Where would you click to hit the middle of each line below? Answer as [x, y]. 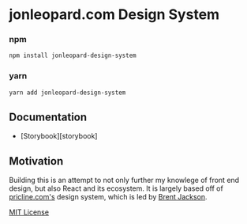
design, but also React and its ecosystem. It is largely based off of [116, 188]
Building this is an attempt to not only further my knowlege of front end [124, 180]
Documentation [48, 117]
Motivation [36, 161]
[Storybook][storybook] [59, 136]
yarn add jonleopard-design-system [67, 93]
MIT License [29, 212]
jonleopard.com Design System [114, 15]
